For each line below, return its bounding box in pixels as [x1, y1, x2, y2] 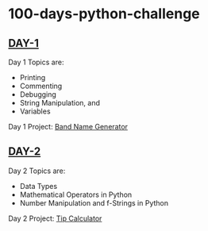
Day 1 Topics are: [8, 57, 64, 67]
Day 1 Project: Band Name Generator [8, 122, 129, 131]
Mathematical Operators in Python [19, 190, 133, 199]
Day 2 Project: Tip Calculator [8, 214, 102, 223]
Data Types [19, 181, 58, 191]
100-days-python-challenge [8, 5, 200, 23]
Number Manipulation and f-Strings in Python [19, 198, 169, 207]
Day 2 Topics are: [8, 166, 66, 175]
